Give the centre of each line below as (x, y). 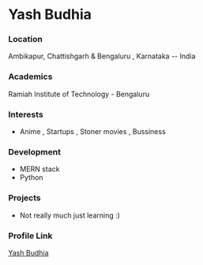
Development (35, 152)
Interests (26, 114)
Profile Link (30, 236)
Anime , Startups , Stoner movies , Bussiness (92, 132)
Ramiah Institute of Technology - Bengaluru (79, 94)
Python (31, 177)
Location (26, 39)
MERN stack (39, 169)
